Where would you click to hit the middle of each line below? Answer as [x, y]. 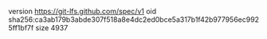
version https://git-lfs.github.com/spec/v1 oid [82, 11]
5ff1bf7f [21, 28]
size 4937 [52, 28]
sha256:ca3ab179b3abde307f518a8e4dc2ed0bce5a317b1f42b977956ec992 [134, 19]
